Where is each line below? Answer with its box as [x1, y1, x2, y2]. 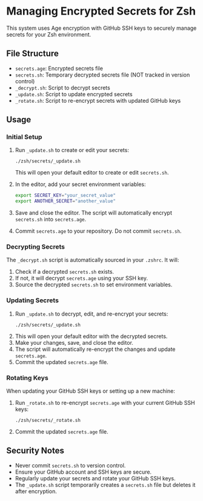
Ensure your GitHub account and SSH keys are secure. [15, 468, 152, 475]
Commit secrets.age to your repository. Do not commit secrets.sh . [15, 227, 182, 235]
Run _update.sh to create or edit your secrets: [15, 147, 129, 154]
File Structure [6, 49, 59, 59]
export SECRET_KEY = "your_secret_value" [15, 193, 116, 199]
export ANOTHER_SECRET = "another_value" [15, 198, 116, 204]
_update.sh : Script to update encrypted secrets [15, 90, 133, 98]
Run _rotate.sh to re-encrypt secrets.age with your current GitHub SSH [15, 399, 195, 407]
